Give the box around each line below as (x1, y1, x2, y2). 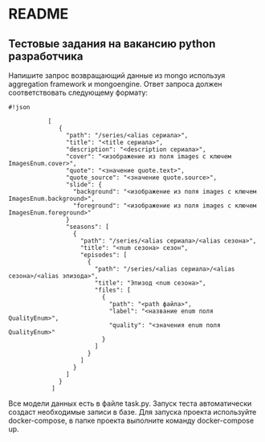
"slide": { (65, 181, 103, 189)
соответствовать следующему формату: (8, 88, 149, 97)
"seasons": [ (65, 223, 110, 231)
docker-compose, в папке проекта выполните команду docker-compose (8, 415, 255, 425)
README (8, 5, 69, 23)
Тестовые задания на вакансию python (8, 37, 216, 51)
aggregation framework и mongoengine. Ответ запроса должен (8, 80, 222, 88)
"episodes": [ (79, 251, 128, 259)
